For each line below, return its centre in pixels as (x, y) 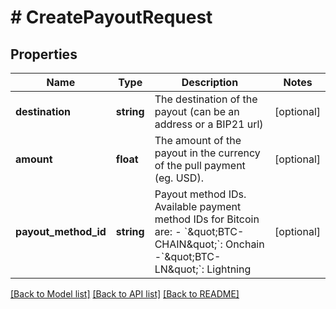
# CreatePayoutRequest (111, 17)
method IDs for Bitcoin (207, 219)
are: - (168, 231)
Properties (44, 54)
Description (210, 82)
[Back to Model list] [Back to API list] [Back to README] (125, 294)
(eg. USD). (179, 178)
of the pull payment (200, 165)
